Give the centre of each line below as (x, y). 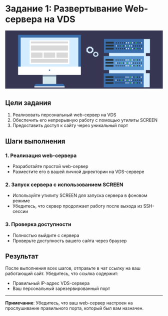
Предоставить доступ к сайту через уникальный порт (70, 125)
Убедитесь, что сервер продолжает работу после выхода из (77, 206)
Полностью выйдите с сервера (46, 235)
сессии (20, 211)
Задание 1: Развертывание (64, 9)
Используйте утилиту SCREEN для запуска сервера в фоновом (80, 195)
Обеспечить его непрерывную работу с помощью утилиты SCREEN (85, 120)
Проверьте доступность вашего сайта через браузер (69, 240)
